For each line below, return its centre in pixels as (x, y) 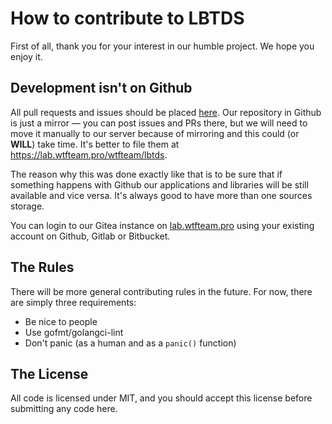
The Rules (42, 267)
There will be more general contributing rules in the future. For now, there (161, 291)
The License (49, 373)
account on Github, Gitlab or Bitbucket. (90, 236)
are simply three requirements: (73, 302)
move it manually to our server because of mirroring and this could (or (155, 133)
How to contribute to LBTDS (127, 18)
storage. (27, 206)
